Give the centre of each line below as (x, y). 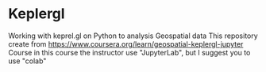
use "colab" (27, 61)
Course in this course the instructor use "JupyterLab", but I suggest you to (129, 52)
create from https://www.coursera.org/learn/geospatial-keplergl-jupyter (126, 44)
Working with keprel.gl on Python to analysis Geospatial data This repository (133, 36)
